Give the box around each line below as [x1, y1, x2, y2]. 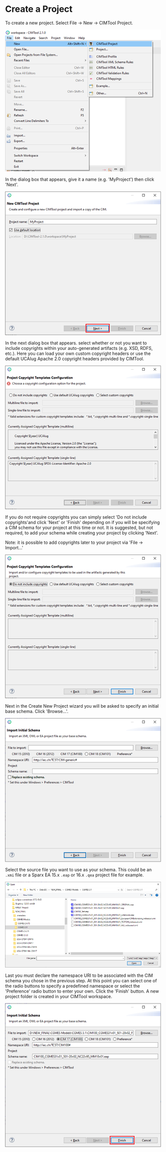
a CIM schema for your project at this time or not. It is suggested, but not [5, 525, 153, 530]
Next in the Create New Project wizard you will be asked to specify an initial [5, 703, 159, 709]
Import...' [5, 545, 24, 550]
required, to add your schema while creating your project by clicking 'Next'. [5, 530, 159, 535]
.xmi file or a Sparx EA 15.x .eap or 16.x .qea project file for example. [5, 872, 144, 878]
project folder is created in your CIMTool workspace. [5, 994, 113, 1000]
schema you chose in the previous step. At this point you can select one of [5, 978, 157, 984]
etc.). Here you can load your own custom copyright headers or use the [5, 350, 151, 357]
